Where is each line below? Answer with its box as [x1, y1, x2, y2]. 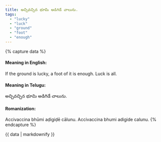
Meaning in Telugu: [5, 82, 46, 88]
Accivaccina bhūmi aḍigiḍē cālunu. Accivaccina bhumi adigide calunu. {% [5, 117, 157, 123]
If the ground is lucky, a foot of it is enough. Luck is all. [5, 71, 117, 77]
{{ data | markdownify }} [5, 132, 55, 138]
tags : [5, 12, 16, 17]
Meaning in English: [5, 60, 47, 66]
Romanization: [5, 105, 36, 111]
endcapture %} [5, 122, 36, 128]
